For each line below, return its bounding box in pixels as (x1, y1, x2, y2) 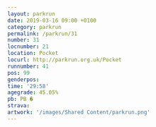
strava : (7, 102, 30, 109)
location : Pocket (7, 50, 59, 57)
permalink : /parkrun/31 (7, 30, 78, 37)
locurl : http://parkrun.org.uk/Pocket (7, 56, 122, 64)
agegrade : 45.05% (7, 89, 59, 96)
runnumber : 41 (7, 63, 50, 70)
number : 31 (7, 37, 40, 44)
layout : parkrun (7, 10, 55, 18)
